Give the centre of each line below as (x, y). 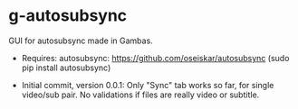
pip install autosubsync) (66, 68)
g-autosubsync (68, 16)
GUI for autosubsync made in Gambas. (81, 41)
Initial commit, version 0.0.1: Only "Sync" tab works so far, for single (148, 85)
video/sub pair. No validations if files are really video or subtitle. (140, 95)
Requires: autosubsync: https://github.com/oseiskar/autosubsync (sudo (155, 58)
